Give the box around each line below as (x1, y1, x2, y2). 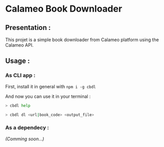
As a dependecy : (5, 124, 49, 131)
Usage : (5, 57, 30, 65)
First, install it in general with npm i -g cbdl (5, 83, 96, 89)
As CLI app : (5, 72, 36, 79)
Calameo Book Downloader (5, 3, 122, 15)
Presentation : (5, 23, 51, 32)
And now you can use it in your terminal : (5, 93, 91, 99)
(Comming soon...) (5, 135, 45, 142)
